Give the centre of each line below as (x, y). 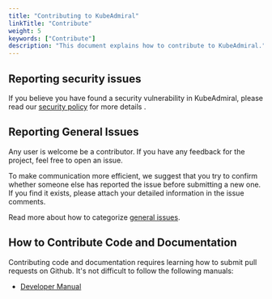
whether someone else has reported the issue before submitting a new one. (135, 184)
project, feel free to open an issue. (66, 160)
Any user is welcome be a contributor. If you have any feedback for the (127, 151)
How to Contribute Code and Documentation (123, 243)
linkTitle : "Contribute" (50, 23)
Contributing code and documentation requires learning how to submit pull (133, 262)
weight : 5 (25, 31)
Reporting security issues (75, 79)
